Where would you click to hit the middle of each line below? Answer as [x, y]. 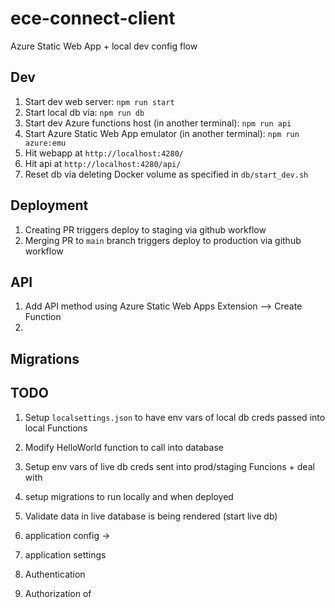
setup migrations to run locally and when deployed [129, 496]
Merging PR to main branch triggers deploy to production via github [163, 240]
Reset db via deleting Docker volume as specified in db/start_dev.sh [166, 174]
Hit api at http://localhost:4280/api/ [103, 163]
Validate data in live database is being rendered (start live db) [151, 516]
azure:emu [45, 143]
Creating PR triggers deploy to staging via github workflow [145, 229]
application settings [65, 554]
